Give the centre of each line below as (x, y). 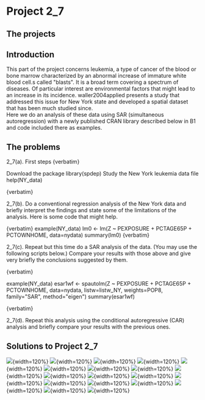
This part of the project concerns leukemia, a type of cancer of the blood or (101, 69)
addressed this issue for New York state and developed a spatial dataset (97, 102)
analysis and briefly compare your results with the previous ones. (88, 327)
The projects (31, 34)
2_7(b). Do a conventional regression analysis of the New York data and (96, 204)
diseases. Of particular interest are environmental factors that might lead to (101, 89)
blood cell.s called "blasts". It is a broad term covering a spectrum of (92, 82)
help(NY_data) (24, 180)
